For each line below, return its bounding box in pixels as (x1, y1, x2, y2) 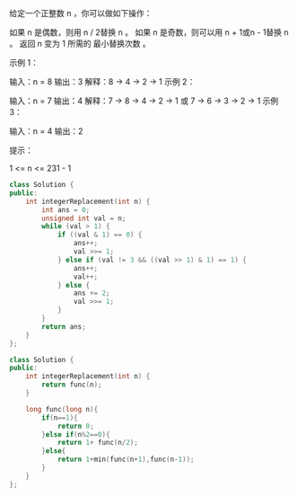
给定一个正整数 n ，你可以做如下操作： (9, 8, 153, 18)
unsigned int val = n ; (41, 214, 127, 223)
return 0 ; (57, 422, 94, 430)
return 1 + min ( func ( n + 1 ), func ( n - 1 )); (57, 455, 195, 465)
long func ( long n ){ (25, 404, 99, 413)
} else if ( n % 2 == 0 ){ (41, 430, 110, 439)
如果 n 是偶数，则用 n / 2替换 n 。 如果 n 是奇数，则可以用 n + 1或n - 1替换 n (9, 27, 289, 38)
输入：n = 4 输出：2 (9, 126, 83, 137)
